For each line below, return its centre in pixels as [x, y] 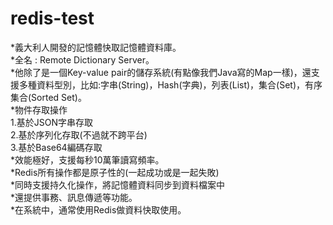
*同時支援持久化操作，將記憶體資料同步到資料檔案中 [118, 184]
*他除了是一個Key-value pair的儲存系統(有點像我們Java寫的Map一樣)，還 [161, 72]
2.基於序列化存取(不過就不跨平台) [79, 134]
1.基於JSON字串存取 [51, 122]
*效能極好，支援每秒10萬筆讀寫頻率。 [87, 159]
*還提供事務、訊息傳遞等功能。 [74, 197]
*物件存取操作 [39, 109]
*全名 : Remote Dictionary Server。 [82, 59]
